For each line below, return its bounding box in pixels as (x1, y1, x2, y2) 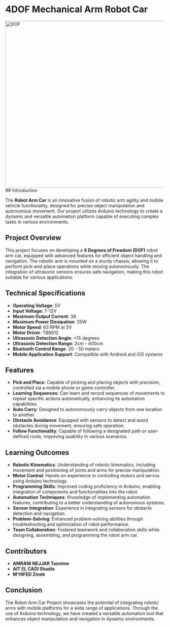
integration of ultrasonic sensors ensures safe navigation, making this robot (5, 268, 163, 275)
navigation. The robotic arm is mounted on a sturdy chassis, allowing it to (5, 258, 158, 264)
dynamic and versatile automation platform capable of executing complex (5, 213, 159, 220)
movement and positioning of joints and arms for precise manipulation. (12, 467, 161, 473)
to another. (12, 412, 36, 418)
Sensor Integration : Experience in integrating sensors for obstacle (12, 505, 152, 511)
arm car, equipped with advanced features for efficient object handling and (5, 252, 162, 258)
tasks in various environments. (5, 219, 70, 225)
